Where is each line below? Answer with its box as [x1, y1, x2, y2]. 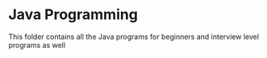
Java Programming [8, 6, 139, 24]
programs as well [8, 40, 66, 49]
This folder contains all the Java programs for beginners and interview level [8, 32, 260, 41]
